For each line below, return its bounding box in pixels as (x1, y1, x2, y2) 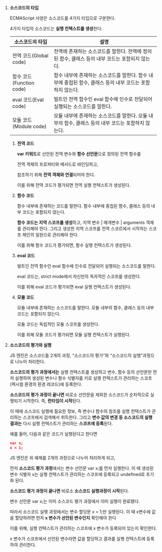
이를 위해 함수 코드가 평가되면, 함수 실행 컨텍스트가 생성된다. (17, 242, 132, 248)
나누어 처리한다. (15, 359, 46, 364)
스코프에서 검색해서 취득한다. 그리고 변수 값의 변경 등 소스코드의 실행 (23, 414, 153, 420)
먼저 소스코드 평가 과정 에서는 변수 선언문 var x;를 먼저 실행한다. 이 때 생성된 (9, 465, 154, 471)
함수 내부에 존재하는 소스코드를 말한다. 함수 (53, 72, 148, 78)
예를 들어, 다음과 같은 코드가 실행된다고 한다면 (9, 431, 98, 437)
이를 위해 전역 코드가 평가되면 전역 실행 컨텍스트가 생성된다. (17, 182, 131, 188)
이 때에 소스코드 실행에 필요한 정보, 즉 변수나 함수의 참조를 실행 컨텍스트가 (9, 408, 151, 414)
